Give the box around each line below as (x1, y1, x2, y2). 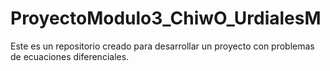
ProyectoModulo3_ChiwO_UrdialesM (10, 7, 322, 30)
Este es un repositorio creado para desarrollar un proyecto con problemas (10, 40, 315, 52)
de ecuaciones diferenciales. (10, 50, 130, 62)
